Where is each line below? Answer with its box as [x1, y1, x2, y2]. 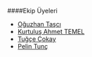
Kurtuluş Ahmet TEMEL [17, 28, 85, 35]
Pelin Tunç [17, 42, 48, 50]
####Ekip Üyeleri [7, 7, 58, 15]
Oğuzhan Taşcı [17, 20, 62, 28]
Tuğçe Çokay [17, 35, 56, 43]
